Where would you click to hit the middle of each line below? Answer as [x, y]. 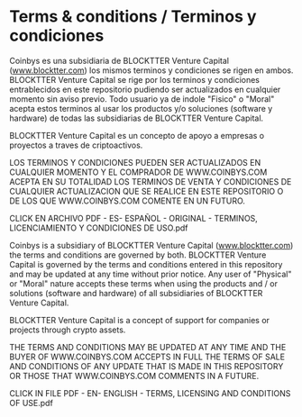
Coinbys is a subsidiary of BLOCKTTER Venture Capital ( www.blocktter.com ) [151, 245]
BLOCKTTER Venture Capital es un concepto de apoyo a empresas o [137, 135]
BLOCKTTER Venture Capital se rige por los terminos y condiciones [134, 79]
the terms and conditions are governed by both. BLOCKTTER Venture [138, 255]
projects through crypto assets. [68, 330]
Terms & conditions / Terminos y [133, 17]
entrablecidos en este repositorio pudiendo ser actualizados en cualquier [145, 89]
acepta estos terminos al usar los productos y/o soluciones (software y [141, 108]
